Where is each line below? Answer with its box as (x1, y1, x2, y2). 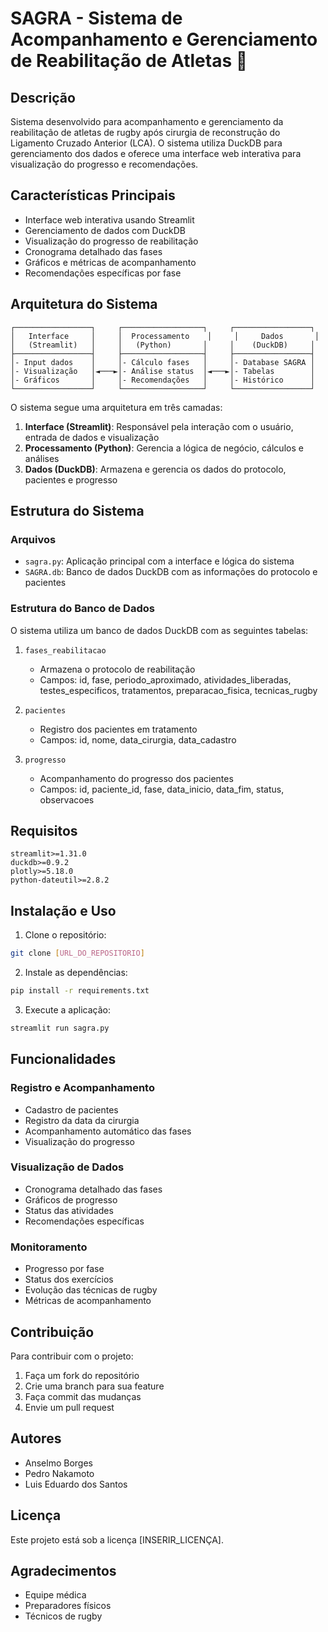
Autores (10, 1430, 62, 1447)
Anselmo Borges (24, 1457, 93, 1469)
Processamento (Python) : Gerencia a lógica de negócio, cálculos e (24, 442, 304, 454)
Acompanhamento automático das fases (24, 1125, 192, 1137)
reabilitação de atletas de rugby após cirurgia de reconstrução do (10, 127, 281, 138)
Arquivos (10, 532, 57, 546)
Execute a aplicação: (24, 1003, 111, 1016)
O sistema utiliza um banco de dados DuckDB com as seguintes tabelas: (10, 624, 309, 636)
